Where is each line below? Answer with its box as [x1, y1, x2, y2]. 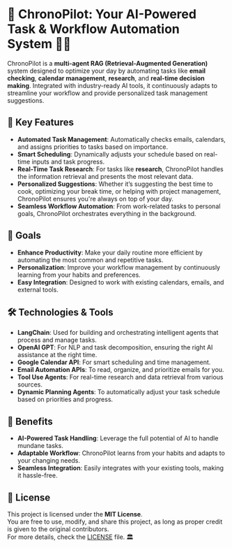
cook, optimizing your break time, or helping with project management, [17, 187, 222, 195]
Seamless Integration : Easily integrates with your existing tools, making [17, 464, 224, 473]
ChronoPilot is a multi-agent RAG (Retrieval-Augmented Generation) [7, 59, 208, 67]
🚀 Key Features [7, 117, 75, 129]
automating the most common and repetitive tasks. [17, 255, 164, 264]
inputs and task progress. [31, 157, 105, 166]
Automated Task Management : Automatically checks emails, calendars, [17, 135, 226, 143]
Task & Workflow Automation [7, 21, 180, 37]
